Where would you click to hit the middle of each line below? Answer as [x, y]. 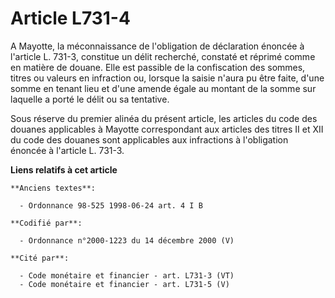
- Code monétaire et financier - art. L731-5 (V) [124, 284]
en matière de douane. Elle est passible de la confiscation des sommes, [158, 67]
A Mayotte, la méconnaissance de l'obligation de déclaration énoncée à [157, 46]
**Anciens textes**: [53, 188]
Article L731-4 [70, 18]
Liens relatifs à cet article [64, 169]
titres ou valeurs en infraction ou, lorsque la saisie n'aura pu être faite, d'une [167, 78]
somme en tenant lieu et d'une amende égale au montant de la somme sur [163, 88]
